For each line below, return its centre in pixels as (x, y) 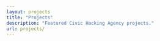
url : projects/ (26, 29)
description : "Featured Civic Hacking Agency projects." (80, 23)
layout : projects (28, 12)
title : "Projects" (30, 17)
